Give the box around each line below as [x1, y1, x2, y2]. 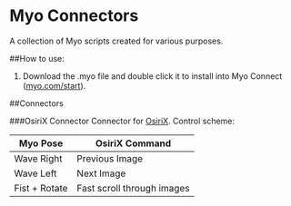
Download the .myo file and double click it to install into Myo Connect [22, 70, 283, 82]
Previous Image [76, 152, 144, 164]
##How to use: [9, 53, 65, 64]
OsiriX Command [95, 137, 172, 150]
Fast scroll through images [76, 181, 190, 194]
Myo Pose [18, 137, 64, 150]
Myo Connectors [9, 5, 139, 26]
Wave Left [14, 167, 57, 180]
